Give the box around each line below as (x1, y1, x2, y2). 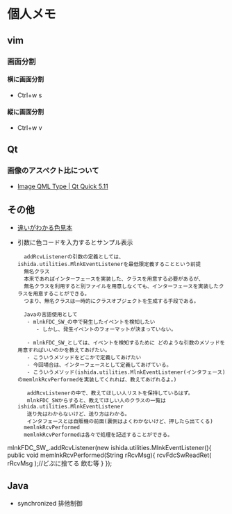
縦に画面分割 (7, 108, 44, 116)
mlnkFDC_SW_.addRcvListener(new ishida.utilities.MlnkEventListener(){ (7, 444, 212, 452)
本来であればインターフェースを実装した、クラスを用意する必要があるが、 (24, 276, 204, 283)
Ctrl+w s (17, 91, 42, 99)
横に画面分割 (7, 75, 44, 83)
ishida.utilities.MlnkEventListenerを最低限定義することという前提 (17, 261, 201, 268)
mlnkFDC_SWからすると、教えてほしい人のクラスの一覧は (26, 397, 167, 404)
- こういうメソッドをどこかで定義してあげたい (26, 354, 142, 361)
